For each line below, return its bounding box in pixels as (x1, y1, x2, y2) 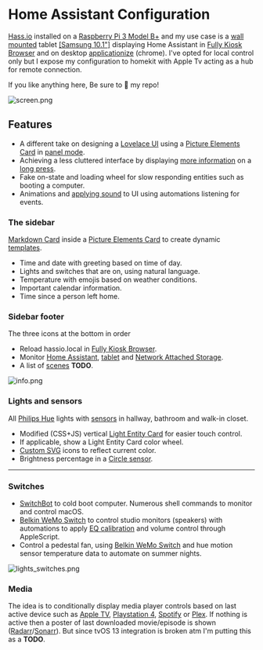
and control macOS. (19, 506, 85, 516)
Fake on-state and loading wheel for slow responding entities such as (19, 172, 244, 181)
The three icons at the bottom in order (8, 329, 131, 338)
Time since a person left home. (19, 292, 120, 301)
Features (8, 118, 52, 131)
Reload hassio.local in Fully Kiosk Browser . (19, 344, 157, 354)
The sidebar (8, 217, 56, 228)
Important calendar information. (19, 283, 123, 293)
